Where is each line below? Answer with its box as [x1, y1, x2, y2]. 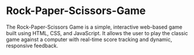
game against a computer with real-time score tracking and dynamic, [6, 36, 172, 43]
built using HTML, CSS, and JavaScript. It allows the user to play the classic [6, 29, 188, 36]
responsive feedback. [6, 42, 58, 49]
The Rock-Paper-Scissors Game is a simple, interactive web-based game [6, 23, 183, 30]
